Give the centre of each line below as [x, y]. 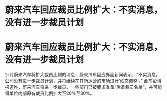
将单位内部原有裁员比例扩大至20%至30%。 [50, 93]
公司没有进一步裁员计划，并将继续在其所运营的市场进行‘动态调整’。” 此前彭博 [83, 81]
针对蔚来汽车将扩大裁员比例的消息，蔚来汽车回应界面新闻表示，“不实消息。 [83, 75]
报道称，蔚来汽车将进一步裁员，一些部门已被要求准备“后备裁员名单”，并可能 [83, 87]
